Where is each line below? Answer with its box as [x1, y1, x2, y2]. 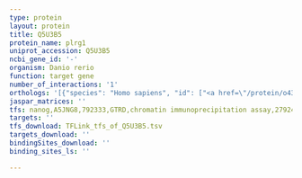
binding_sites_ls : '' [9, 147, 91, 156]
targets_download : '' [9, 130, 91, 139]
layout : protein [9, 22, 70, 31]
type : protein [9, 13, 63, 22]
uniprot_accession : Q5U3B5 [9, 47, 111, 56]
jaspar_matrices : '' [9, 96, 87, 106]
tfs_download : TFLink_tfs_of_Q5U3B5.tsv [9, 122, 164, 131]
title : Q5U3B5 [9, 30, 63, 39]
